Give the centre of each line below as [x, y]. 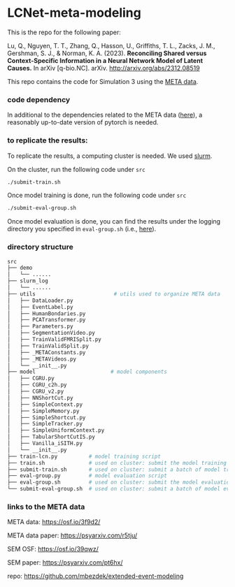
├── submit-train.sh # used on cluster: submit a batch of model [114, 470]
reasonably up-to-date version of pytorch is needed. [83, 122]
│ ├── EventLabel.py [40, 307]
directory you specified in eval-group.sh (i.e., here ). [82, 229]
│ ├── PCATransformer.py [47, 320]
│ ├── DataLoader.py [40, 300]
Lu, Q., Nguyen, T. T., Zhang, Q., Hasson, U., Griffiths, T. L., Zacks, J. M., [111, 45]
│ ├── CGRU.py [31, 379]
